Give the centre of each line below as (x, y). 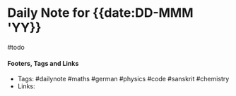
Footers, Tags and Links (43, 63)
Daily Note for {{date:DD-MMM (100, 13)
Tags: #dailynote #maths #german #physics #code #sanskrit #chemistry (123, 79)
